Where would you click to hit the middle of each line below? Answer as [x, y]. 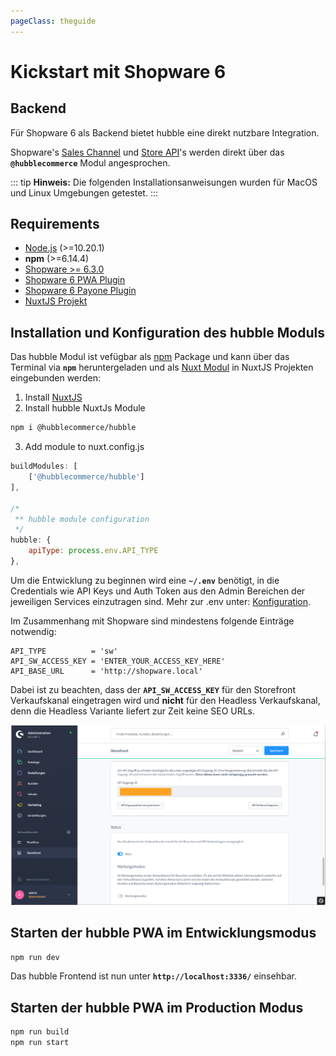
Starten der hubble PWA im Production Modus [157, 1007]
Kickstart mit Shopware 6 [118, 71]
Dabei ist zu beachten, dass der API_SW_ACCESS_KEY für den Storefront [153, 689]
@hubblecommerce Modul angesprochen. [90, 162]
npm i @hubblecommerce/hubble [73, 428]
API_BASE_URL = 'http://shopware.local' [106, 671]
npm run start [40, 1043]
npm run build [40, 1032]
